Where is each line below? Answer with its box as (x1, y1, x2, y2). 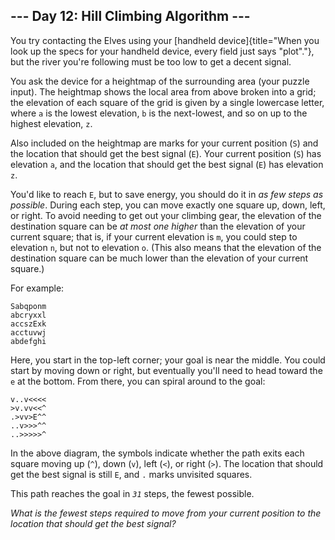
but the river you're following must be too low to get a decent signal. (10, 55, 292, 68)
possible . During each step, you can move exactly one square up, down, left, (10, 199, 326, 211)
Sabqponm (10, 301, 47, 311)
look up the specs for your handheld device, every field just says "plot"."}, (10, 45, 315, 57)
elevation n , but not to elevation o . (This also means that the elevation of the (10, 241, 322, 253)
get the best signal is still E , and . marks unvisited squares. (10, 468, 253, 480)
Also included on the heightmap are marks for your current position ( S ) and (10, 137, 319, 149)
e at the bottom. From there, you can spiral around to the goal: (10, 375, 266, 387)
